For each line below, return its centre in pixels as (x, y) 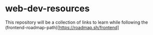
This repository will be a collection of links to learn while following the (77, 22)
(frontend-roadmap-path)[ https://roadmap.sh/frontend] (62, 27)
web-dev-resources (47, 9)
